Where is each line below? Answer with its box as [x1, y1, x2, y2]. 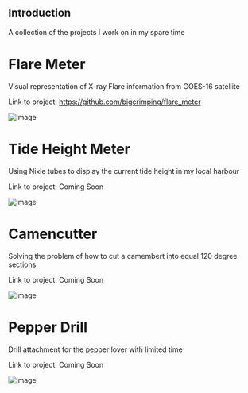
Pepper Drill [8, 318, 88, 336]
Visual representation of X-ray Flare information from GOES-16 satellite [8, 81, 240, 91]
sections [8, 260, 37, 269]
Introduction [8, 6, 72, 20]
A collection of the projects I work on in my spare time [8, 27, 185, 37]
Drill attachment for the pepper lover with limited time [8, 345, 183, 354]
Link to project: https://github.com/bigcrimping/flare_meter [8, 97, 201, 106]
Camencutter [8, 225, 98, 243]
